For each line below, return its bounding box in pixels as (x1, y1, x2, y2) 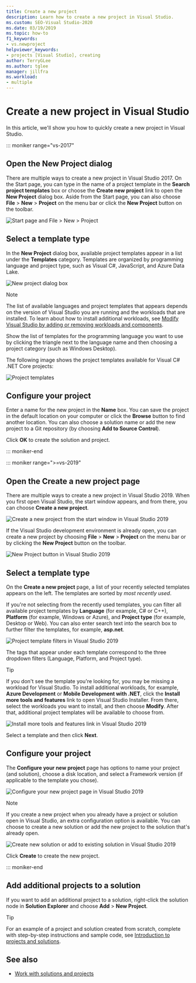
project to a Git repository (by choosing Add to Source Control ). (6, 425, 161, 432)
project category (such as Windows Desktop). (6, 344, 117, 352)
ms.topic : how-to (6, 31, 49, 36)
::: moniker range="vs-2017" (6, 141, 74, 148)
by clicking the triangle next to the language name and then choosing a (6, 339, 177, 346)
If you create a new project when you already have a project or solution (6, 810, 178, 818)
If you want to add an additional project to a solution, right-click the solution (6, 896, 188, 903)
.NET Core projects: (6, 362, 54, 370)
